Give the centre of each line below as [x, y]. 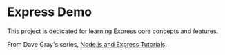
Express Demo [49, 12]
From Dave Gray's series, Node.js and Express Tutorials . [87, 44]
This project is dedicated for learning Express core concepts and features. [113, 31]
